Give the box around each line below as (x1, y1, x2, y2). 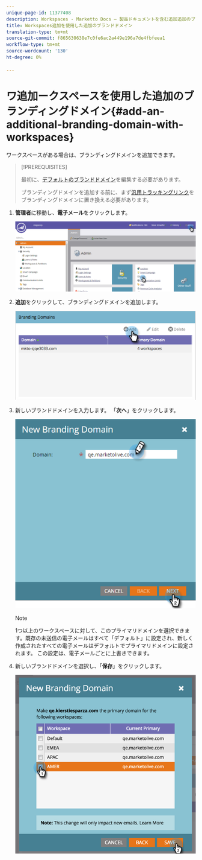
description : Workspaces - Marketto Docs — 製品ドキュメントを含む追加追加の (6, 16, 191, 22)
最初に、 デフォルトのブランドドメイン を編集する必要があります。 (20, 176, 184, 183)
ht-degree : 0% (6, 54, 42, 60)
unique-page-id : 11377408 (6, 10, 71, 16)
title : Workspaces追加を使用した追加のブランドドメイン (6, 22, 133, 28)
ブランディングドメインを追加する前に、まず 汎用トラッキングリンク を (20, 188, 194, 196)
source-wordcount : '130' (6, 48, 69, 54)
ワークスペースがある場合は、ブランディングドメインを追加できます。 (6, 151, 179, 158)
